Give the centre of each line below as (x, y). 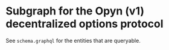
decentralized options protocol (84, 24)
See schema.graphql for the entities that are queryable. (73, 40)
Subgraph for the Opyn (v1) (75, 11)
